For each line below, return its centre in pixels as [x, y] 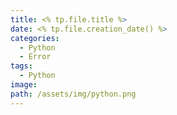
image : [24, 85]
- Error [35, 57]
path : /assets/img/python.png [73, 94]
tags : [21, 66]
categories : [35, 38]
